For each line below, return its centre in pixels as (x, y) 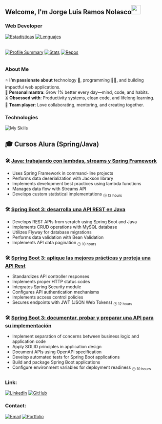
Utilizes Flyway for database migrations (52, 232)
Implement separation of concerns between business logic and (75, 336)
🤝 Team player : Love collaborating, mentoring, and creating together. (75, 105)
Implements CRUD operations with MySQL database (65, 227)
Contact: (16, 406)
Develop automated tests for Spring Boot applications (66, 357)
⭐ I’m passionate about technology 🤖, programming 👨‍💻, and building (74, 80)
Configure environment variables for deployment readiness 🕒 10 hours (81, 368)
